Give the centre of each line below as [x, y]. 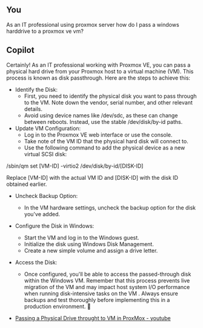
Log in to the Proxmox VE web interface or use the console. [98, 135]
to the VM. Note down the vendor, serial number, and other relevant [108, 102]
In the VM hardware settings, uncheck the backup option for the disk [110, 207]
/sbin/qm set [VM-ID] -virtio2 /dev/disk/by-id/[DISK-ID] [75, 166]
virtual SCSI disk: [45, 154]
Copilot [20, 50]
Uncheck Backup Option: [46, 196]
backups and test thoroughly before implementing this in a [97, 299]
